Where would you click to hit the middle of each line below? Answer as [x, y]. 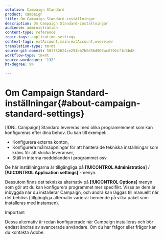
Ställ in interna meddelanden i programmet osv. [60, 158]
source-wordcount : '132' [30, 60]
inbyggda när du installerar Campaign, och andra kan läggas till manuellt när [82, 192]
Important [15, 212]
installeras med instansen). [32, 203]
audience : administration [31, 28]
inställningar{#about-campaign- [73, 103]
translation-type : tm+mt [30, 46]
